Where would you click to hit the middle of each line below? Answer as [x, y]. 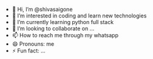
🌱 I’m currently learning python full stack [63, 22]
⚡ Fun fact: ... [29, 51]
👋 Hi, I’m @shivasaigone [42, 9]
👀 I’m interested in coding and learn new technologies [79, 16]
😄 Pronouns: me [33, 44]
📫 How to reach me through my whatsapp [65, 35]
